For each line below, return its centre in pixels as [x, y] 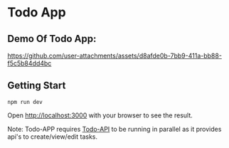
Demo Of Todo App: [52, 39]
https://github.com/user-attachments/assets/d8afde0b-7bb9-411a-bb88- [115, 55]
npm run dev [25, 102]
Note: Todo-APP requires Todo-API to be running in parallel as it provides [114, 129]
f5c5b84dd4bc [30, 63]
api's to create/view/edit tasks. [53, 137]
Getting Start [37, 86]
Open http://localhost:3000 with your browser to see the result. [100, 115]
